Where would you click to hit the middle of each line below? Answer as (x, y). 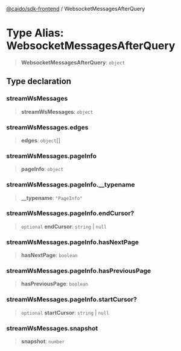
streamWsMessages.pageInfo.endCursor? (70, 213)
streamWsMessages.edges (47, 127)
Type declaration (39, 82)
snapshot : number (43, 341)
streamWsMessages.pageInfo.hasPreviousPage (79, 271)
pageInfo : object (42, 169)
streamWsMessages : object (57, 111)
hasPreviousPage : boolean (55, 284)
